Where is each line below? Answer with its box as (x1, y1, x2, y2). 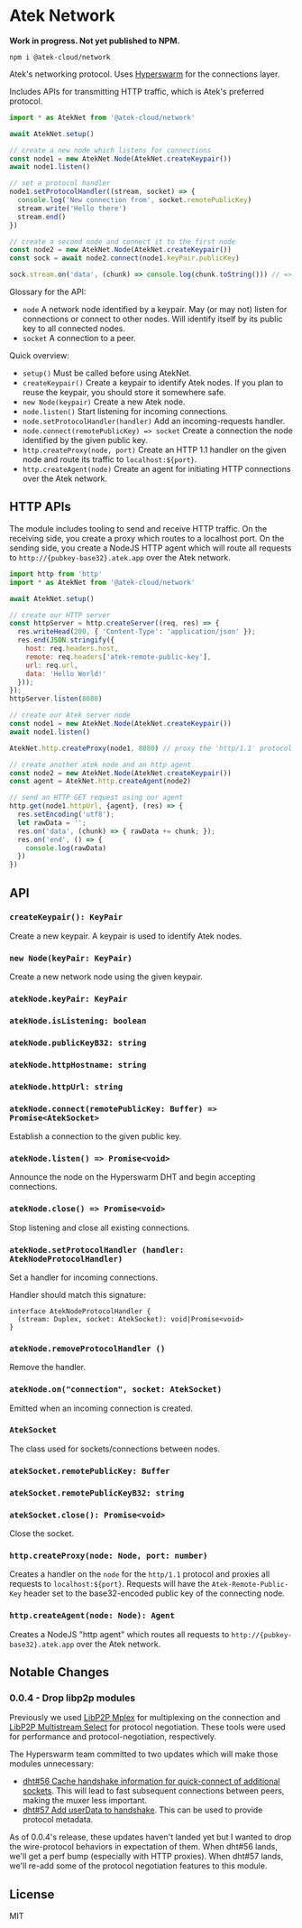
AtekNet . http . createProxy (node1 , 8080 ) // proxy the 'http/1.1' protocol (9, 744, 293, 753)
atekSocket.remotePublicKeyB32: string (9, 1488, 185, 1498)
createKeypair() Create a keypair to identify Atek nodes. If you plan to (22, 377, 284, 388)
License (9, 1886, 55, 1902)
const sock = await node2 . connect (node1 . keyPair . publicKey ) (9, 254, 241, 263)
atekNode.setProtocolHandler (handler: (9, 1245, 185, 1255)
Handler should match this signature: (9, 1289, 147, 1300)
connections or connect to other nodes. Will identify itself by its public (22, 313, 283, 325)
